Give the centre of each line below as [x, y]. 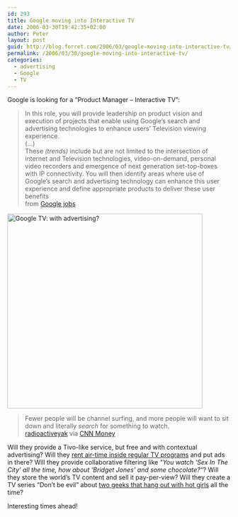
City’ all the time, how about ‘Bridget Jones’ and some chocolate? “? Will [113, 470]
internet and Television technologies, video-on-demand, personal [120, 159]
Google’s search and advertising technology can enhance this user [122, 181]
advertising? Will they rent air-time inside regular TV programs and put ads [116, 455]
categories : [25, 60]
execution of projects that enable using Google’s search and [112, 121]
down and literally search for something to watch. [97, 426]
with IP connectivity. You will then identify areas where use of [114, 174]
